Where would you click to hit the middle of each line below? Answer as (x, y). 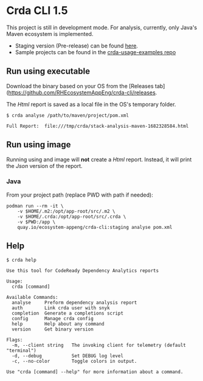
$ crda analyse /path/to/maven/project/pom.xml (68, 115)
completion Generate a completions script (67, 313)
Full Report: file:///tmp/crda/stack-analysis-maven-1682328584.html (98, 126)
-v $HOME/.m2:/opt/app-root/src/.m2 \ (66, 211)
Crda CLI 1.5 (37, 11)
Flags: (15, 340)
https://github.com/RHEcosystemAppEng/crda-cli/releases (82, 93)
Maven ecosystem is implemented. (50, 33)
